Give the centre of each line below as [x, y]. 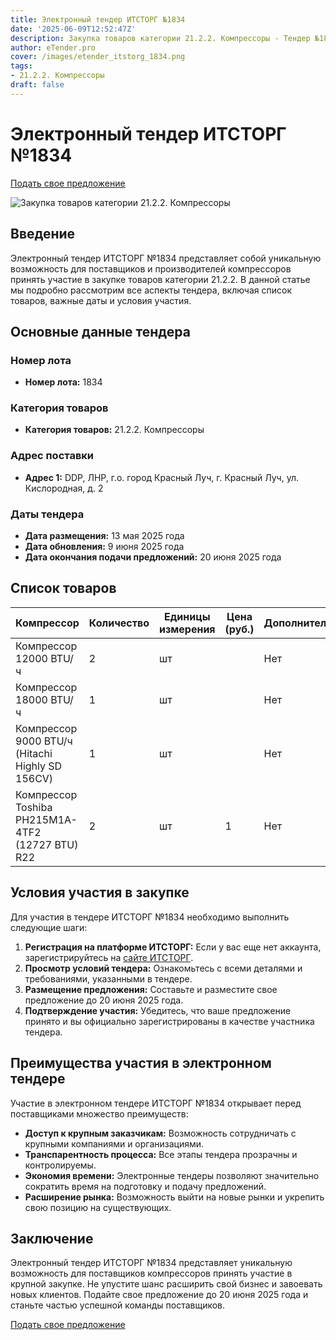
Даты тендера [47, 514]
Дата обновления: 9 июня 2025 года [104, 547]
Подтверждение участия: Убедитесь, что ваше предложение [158, 1010]
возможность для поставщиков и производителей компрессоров [151, 268]
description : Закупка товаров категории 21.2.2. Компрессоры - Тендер [160, 38]
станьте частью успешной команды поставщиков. [118, 1305]
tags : [21, 66]
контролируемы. [60, 1165]
